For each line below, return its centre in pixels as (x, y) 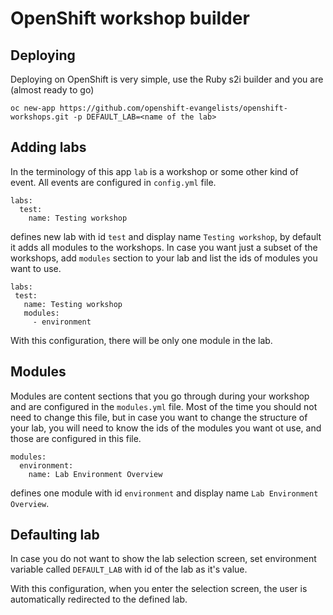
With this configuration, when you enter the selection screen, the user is (159, 589)
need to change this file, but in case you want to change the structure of (159, 417)
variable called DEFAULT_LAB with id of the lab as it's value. (129, 569)
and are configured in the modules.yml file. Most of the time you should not (164, 406)
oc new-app (33, 108)
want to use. (36, 268)
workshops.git (40, 117)
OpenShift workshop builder (130, 18)
